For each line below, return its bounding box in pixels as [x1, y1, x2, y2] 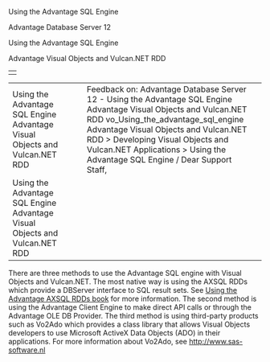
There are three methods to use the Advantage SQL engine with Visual [8, 269, 243, 278]
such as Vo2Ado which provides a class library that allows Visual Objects [8, 319, 251, 329]
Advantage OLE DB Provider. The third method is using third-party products [8, 311, 259, 320]
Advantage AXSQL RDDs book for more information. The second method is [8, 294, 257, 303]
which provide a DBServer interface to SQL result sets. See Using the [8, 286, 238, 294]
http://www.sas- [188, 337, 243, 346]
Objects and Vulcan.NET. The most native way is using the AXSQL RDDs [8, 277, 247, 286]
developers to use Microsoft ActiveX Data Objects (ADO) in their [8, 328, 221, 337]
